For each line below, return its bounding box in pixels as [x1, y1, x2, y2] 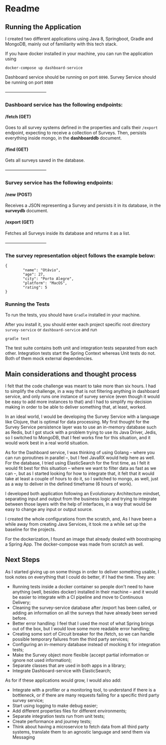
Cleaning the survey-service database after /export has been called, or [12, 605, 157, 610]
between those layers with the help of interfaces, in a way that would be [5, 501, 152, 507]
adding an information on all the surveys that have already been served [12, 609, 158, 616]
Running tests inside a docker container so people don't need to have [12, 583, 154, 589]
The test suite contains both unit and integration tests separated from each [5, 345, 158, 351]
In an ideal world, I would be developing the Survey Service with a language [5, 414, 160, 419]
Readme [5, 3, 40, 14]
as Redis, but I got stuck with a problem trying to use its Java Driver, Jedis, [5, 429, 157, 435]
